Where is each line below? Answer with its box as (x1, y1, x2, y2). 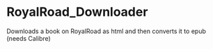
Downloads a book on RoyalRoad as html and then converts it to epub (6, 27, 206, 35)
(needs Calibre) (6, 34, 52, 42)
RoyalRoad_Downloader (6, 4, 148, 20)
